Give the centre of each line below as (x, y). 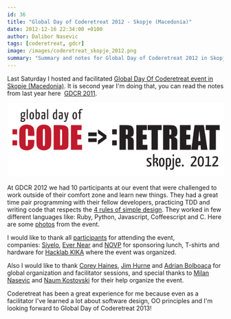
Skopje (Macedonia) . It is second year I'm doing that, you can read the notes (115, 85)
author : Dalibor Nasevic (43, 37)
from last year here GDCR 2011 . (52, 93)
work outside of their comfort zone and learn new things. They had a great (113, 195)
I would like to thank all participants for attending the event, (91, 237)
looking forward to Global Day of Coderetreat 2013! (80, 308)
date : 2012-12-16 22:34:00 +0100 (55, 29)
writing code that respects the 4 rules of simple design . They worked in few (114, 209)
